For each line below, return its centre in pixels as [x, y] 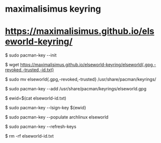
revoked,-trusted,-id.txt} [30, 70]
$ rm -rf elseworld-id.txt [30, 136]
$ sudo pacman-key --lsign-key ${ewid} [46, 108]
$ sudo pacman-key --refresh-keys [41, 127]
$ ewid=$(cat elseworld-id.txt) [36, 98]
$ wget [12, 65]
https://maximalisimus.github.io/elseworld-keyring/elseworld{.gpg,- [88, 65]
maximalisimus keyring [53, 9]
